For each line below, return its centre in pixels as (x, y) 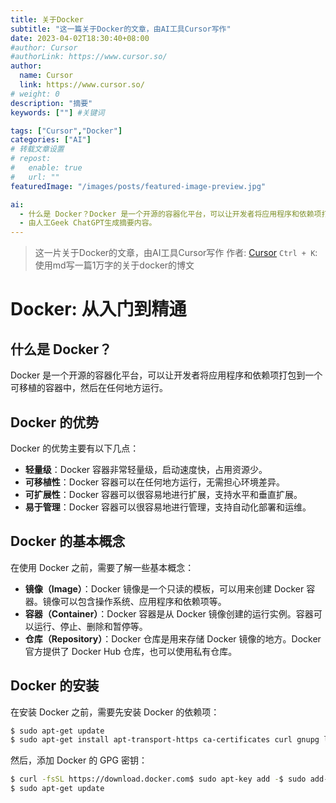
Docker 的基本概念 (68, 541)
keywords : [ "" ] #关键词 (57, 112)
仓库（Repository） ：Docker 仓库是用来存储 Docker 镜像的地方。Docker (173, 638)
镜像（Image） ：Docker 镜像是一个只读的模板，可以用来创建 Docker (164, 588)
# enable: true (46, 168)
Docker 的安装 (55, 686)
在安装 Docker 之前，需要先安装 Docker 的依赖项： (115, 712)
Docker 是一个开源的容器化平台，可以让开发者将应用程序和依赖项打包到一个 (166, 375)
